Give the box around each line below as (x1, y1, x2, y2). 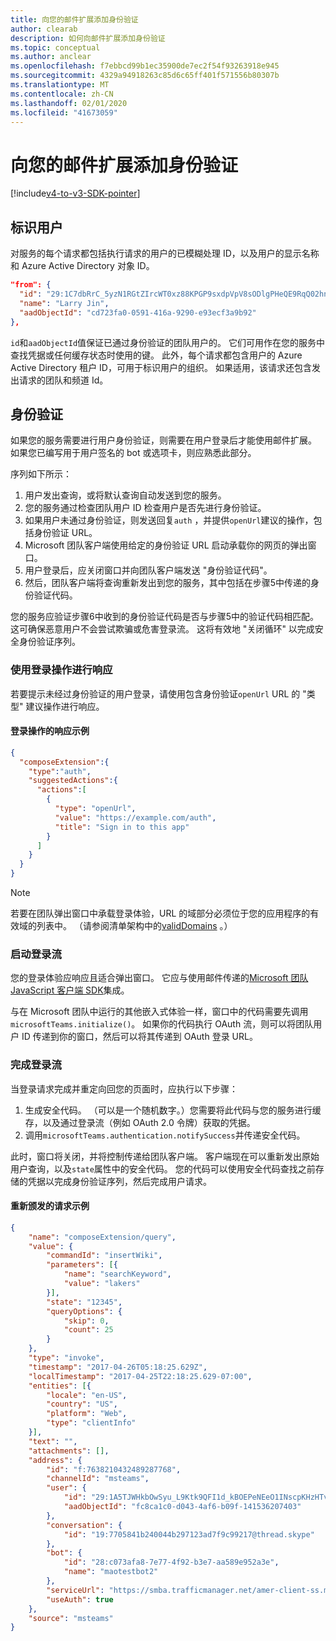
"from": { (10, 280, 52, 290)
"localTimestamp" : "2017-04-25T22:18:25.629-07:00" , (28, 1371, 253, 1381)
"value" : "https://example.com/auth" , (54, 812, 217, 823)
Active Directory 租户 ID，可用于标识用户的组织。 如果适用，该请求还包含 (10, 361, 312, 373)
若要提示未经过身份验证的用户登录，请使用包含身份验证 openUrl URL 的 (10, 687, 301, 700)
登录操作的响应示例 (10, 725, 90, 737)
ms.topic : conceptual (10, 42, 101, 53)
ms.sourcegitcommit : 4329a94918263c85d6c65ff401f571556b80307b (10, 71, 280, 81)
